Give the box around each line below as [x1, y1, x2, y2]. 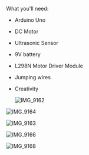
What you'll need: [6, 5, 49, 12]
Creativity [14, 85, 39, 92]
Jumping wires [14, 74, 51, 80]
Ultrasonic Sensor [14, 40, 59, 46]
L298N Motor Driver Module [14, 62, 84, 69]
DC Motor [14, 28, 39, 35]
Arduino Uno [14, 17, 46, 23]
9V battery [14, 51, 41, 58]
